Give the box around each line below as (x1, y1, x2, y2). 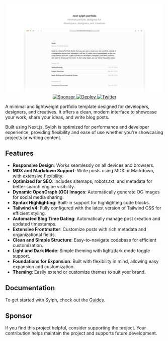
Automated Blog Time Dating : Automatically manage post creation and (12, 215, 160, 222)
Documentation (5, 283, 55, 292)
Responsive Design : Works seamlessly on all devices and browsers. (12, 162, 155, 168)
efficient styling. (12, 210, 46, 216)
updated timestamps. (12, 221, 57, 227)
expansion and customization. (12, 264, 75, 270)
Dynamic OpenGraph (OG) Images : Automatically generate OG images (12, 189, 160, 195)
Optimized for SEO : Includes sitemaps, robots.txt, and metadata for (12, 178, 152, 184)
